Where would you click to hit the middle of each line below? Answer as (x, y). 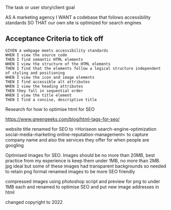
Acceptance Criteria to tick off (54, 39)
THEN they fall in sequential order (44, 91)
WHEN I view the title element (39, 95)
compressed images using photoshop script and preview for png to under (83, 181)
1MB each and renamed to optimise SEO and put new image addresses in (82, 186)
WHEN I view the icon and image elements (50, 77)
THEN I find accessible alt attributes (48, 82)
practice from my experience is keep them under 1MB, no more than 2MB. (83, 160)
